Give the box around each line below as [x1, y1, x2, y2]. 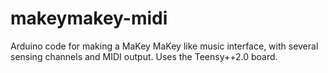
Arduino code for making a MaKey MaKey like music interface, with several [10, 40, 319, 52]
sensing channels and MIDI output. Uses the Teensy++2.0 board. [10, 50, 278, 62]
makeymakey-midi [10, 7, 168, 30]
